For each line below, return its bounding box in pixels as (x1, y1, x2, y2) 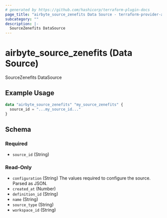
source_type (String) (12, 202, 54, 208)
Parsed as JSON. (12, 181, 48, 187)
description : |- (5, 21, 39, 26)
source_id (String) (12, 152, 50, 158)
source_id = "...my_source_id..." (9, 107, 81, 112)
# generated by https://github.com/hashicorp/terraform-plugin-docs (5, 7, 150, 12)
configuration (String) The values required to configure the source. (12, 175, 151, 181)
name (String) (12, 197, 38, 203)
